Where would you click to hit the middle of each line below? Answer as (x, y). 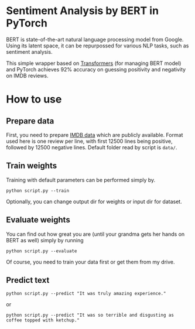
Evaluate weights (38, 220)
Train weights (32, 166)
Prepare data (30, 121)
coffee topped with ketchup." (43, 320)
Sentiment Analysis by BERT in (83, 11)
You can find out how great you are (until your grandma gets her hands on (95, 234)
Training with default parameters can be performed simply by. (81, 180)
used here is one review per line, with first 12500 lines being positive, (89, 141)
